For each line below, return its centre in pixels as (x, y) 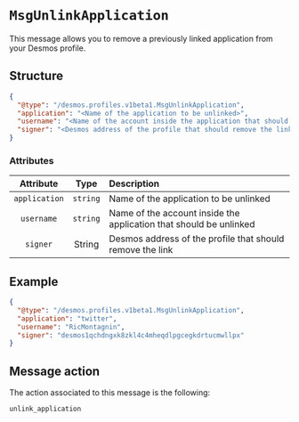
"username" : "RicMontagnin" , (71, 327)
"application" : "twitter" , (67, 319)
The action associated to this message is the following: (110, 393)
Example (34, 282)
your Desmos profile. (48, 48)
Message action (55, 371)
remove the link (141, 250)
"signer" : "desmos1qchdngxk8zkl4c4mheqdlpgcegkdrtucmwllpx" (131, 335)
